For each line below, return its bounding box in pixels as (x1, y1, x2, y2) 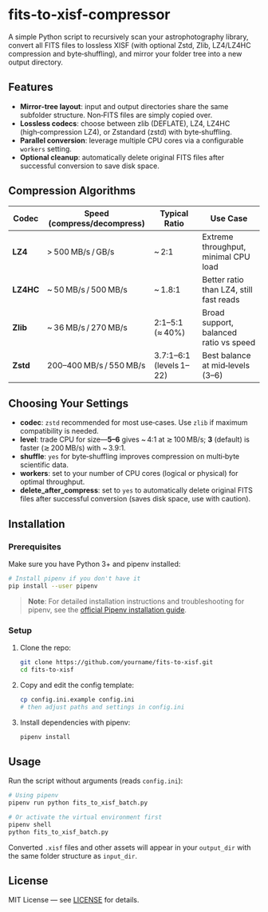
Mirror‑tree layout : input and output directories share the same (19, 101, 229, 111)
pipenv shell (8, 820, 52, 828)
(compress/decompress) (48, 218, 145, 229)
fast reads (202, 293, 240, 305)
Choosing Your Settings (8, 396, 129, 410)
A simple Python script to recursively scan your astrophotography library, (8, 32, 249, 41)
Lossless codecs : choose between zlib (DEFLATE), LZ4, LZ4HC (19, 118, 231, 128)
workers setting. (19, 143, 72, 153)
